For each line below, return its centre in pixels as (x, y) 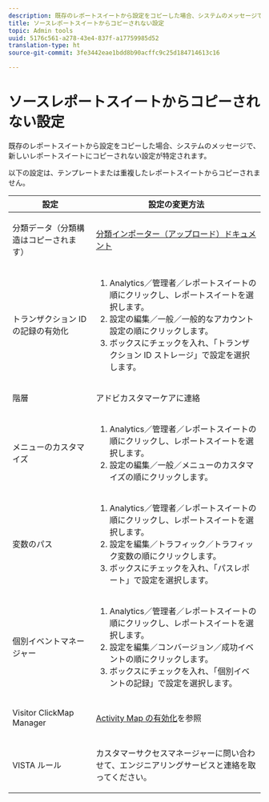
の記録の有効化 (41, 331)
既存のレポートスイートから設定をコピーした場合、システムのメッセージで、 (134, 146)
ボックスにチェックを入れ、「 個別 (171, 671)
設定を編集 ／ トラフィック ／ (161, 543)
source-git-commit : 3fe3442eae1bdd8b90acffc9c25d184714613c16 (114, 53)
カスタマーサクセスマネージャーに (160, 753)
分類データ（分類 (45, 227)
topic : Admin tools (41, 30)
